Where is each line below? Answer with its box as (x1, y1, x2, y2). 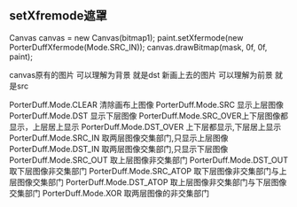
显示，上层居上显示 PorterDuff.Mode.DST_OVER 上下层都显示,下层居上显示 (9, 121, 282, 132)
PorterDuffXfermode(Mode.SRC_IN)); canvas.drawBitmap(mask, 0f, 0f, (9, 42, 268, 52)
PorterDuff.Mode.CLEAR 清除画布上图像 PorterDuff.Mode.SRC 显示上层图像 (9, 99, 284, 110)
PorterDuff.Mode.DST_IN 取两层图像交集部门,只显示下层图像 (9, 143, 229, 154)
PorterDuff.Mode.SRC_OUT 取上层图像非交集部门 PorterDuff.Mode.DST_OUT (9, 154, 288, 165)
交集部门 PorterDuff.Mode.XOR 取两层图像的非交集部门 (9, 188, 210, 198)
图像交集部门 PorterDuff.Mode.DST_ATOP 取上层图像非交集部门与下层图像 (16, 176, 287, 188)
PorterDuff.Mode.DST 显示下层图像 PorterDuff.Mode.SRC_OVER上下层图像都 (9, 110, 288, 121)
